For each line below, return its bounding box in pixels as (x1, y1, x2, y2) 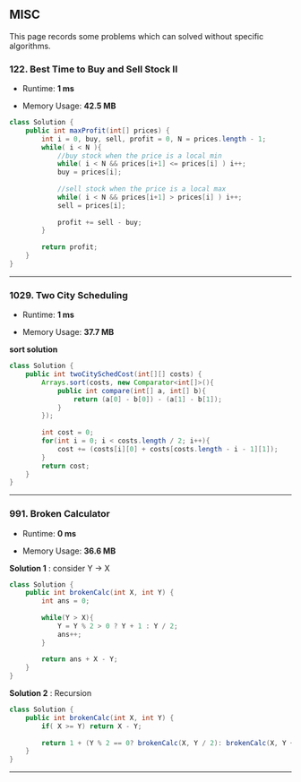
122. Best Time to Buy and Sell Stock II (9, 63, 178, 75)
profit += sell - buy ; (56, 218, 142, 227)
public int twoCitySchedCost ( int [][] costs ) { (25, 370, 202, 379)
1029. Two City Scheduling (9, 288, 128, 301)
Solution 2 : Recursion (9, 688, 92, 699)
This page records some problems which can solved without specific (9, 30, 264, 41)
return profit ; (41, 243, 99, 252)
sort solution (9, 344, 58, 355)
